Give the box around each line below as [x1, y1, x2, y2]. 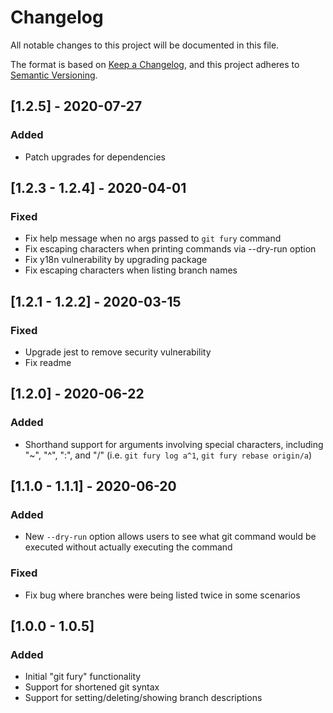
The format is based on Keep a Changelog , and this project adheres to [10, 58, 300, 70]
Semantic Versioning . [10, 69, 98, 81]
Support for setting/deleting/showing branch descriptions [24, 692, 263, 704]
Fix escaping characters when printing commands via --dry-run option [24, 243, 317, 255]
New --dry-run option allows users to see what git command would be [24, 531, 317, 543]
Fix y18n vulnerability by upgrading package [24, 254, 208, 266]
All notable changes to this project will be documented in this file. [10, 39, 280, 51]
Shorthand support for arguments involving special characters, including [24, 438, 324, 450]
